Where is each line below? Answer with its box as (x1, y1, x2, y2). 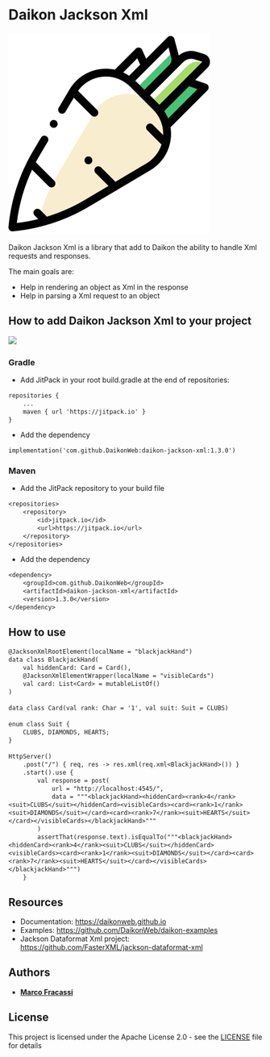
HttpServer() (8, 752, 52, 761)
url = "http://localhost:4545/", (51, 784, 164, 793)
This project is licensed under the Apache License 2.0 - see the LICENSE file (8, 1032, 263, 1042)
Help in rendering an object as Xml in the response (19, 282, 189, 292)
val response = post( (37, 776, 110, 785)
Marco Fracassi (19, 987, 74, 997)
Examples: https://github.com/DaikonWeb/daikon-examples (19, 925, 218, 934)
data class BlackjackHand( (8, 655, 99, 664)
